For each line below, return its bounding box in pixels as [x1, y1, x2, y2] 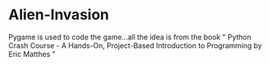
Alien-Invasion [8, 6, 109, 24]
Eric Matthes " [8, 49, 57, 59]
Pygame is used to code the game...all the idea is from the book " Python [8, 32, 252, 42]
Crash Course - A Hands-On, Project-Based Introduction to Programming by [8, 40, 263, 50]
